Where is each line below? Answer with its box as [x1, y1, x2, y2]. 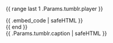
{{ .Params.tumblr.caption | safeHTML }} [5, 30, 108, 37]
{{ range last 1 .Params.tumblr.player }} [5, 5, 103, 12]
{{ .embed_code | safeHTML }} [5, 17, 83, 24]
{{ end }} [5, 24, 28, 30]
